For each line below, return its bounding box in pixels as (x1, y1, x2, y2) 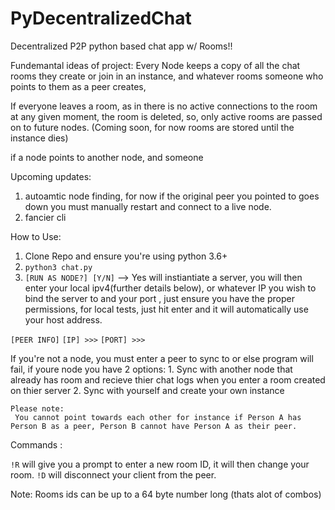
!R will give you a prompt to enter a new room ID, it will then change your (10, 458, 310, 470)
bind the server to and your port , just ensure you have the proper (24, 292, 295, 304)
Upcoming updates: (10, 170, 92, 182)
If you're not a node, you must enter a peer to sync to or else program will (10, 352, 314, 364)
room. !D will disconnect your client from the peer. (10, 468, 217, 481)
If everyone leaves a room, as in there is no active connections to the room (10, 100, 318, 112)
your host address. (24, 313, 103, 326)
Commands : (10, 438, 63, 451)
